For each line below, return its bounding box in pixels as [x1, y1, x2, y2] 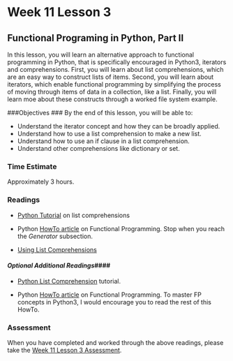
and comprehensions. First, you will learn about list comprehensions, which [7, 66, 225, 73]
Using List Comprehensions [17, 245, 98, 253]
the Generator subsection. [17, 232, 93, 240]
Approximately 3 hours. [7, 177, 75, 186]
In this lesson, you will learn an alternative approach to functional [7, 50, 194, 59]
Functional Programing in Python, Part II [7, 32, 184, 44]
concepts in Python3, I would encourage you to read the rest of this [17, 297, 211, 306]
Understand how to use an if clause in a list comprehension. [17, 137, 190, 145]
